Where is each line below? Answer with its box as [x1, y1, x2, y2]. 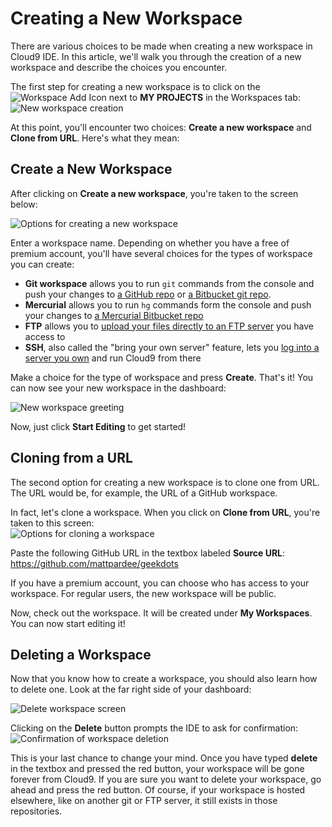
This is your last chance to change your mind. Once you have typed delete [10, 752, 318, 764]
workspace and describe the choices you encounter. [10, 61, 228, 73]
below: [10, 198, 38, 210]
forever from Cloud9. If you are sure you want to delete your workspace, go [10, 773, 322, 786]
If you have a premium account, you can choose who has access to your [10, 577, 310, 589]
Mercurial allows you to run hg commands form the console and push [24, 298, 312, 311]
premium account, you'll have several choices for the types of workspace [10, 247, 313, 259]
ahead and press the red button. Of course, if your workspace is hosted [10, 784, 306, 796]
